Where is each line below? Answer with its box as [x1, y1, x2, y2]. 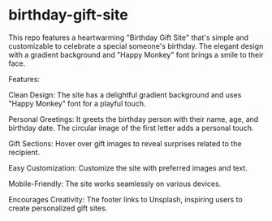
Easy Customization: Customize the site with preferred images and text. [8, 162, 248, 172]
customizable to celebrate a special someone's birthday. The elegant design [8, 41, 264, 50]
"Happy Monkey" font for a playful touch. [8, 98, 146, 108]
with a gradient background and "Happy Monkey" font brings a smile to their [8, 50, 264, 59]
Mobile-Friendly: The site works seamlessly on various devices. [8, 179, 222, 188]
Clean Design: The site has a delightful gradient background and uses [8, 89, 242, 99]
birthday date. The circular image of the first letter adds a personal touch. [8, 123, 254, 132]
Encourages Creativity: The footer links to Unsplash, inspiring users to [8, 194, 243, 204]
